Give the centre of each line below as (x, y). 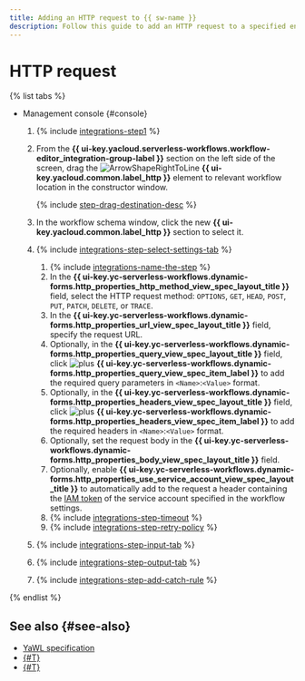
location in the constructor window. (102, 188)
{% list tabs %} (38, 96)
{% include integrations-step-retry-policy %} (133, 528)
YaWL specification (59, 648)
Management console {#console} (85, 113)
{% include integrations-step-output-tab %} (118, 562)
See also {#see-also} (70, 626)
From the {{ (58, 149)
